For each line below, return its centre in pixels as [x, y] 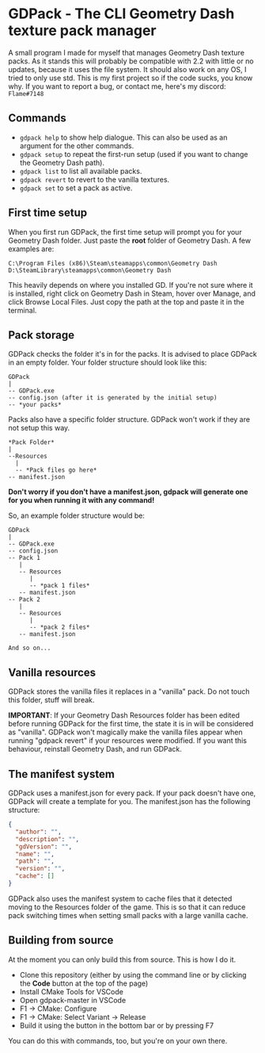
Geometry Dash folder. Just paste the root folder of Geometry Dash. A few [130, 240]
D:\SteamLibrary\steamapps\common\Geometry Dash [90, 270]
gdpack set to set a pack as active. [76, 188]
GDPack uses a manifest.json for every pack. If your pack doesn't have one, [132, 793]
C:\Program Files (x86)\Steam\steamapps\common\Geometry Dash [113, 263]
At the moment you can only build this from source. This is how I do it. [122, 959]
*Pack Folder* [32, 442]
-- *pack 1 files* [59, 586]
